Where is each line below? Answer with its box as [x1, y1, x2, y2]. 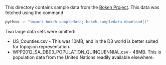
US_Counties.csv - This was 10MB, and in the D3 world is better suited [12, 38, 158, 44]
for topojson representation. [12, 43, 71, 49]
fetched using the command [5, 10, 64, 16]
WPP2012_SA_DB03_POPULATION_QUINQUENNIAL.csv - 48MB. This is [12, 49, 161, 55]
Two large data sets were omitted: [5, 28, 76, 34]
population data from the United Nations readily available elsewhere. [12, 54, 154, 60]
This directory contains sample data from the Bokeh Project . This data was [5, 5, 159, 10]
